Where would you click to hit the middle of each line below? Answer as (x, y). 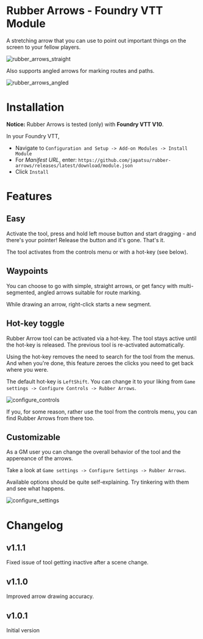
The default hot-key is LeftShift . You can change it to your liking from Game (101, 381)
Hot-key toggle (36, 324)
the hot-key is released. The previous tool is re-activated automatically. (95, 345)
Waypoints (27, 271)
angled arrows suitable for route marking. (89, 292)
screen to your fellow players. (44, 47)
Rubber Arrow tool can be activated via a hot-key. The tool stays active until (101, 338)
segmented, (21, 292)
